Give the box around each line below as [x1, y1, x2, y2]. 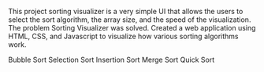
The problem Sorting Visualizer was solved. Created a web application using [8, 23, 256, 32]
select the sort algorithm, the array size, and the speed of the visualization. [8, 15, 251, 24]
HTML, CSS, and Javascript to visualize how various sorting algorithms [8, 31, 239, 41]
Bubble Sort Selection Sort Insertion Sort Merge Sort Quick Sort [8, 55, 215, 64]
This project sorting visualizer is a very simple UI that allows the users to [8, 7, 244, 16]
